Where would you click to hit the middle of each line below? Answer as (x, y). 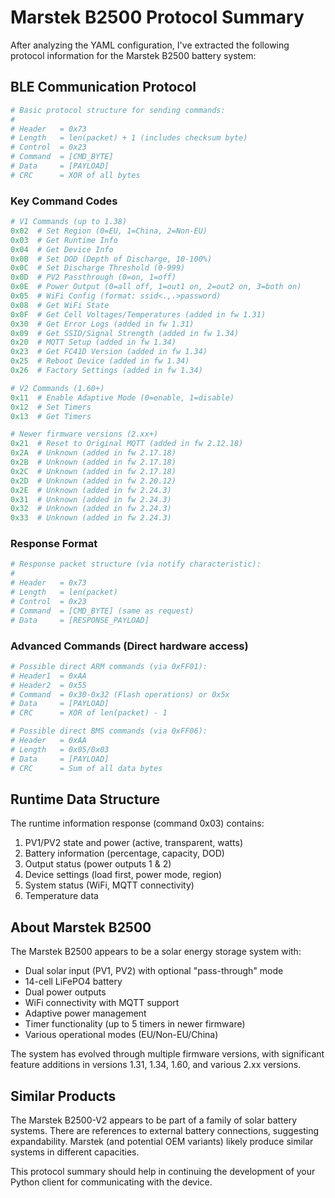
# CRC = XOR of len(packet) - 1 (89, 713)
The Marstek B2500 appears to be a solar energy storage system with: (156, 952)
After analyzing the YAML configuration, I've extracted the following (150, 45)
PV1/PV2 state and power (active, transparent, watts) (134, 843)
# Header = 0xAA (48, 741)
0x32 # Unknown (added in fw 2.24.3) (91, 509)
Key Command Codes (64, 201)
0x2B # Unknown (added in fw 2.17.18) (93, 462)
